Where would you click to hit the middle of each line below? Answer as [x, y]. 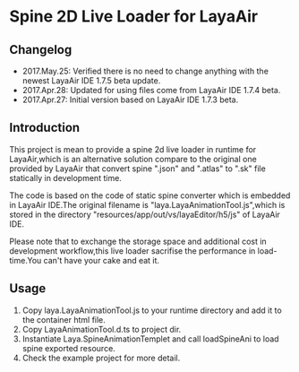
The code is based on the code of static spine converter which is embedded [150, 195]
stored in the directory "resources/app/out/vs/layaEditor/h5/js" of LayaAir [145, 214]
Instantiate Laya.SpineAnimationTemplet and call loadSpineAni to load [150, 339]
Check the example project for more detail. [101, 358]
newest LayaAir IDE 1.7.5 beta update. [91, 81]
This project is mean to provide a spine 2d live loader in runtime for [133, 149]
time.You [26, 260]
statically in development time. [66, 177]
